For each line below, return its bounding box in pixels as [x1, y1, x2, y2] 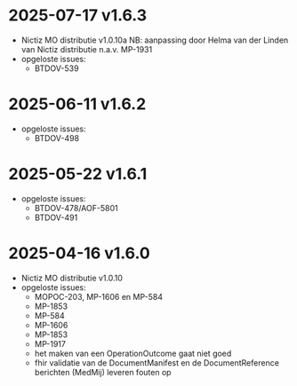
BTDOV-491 [34, 212, 78, 223]
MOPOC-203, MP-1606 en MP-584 [34, 291, 164, 302]
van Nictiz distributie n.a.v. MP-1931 [20, 43, 153, 54]
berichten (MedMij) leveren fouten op [34, 366, 172, 377]
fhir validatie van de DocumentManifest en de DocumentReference [34, 357, 279, 368]
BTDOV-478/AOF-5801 [34, 202, 118, 213]
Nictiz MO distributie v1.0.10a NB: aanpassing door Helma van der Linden [20, 35, 289, 45]
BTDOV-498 [34, 132, 80, 143]
